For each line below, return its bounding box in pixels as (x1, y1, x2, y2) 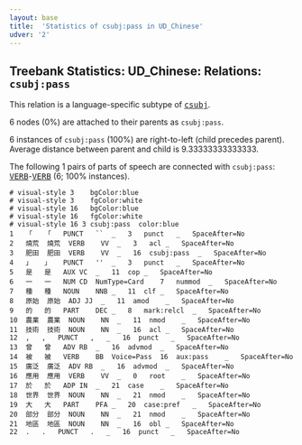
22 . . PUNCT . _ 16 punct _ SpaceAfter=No (9, 428, 241, 437)
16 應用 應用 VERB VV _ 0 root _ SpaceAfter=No (9, 372, 251, 381)
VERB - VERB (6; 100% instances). (9, 171, 131, 181)
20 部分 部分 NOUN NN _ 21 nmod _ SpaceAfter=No (9, 410, 251, 420)
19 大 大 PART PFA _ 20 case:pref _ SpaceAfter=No (9, 401, 261, 410)
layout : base (9, 13, 59, 23)
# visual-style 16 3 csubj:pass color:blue (9, 220, 179, 229)
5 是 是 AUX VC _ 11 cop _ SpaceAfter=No (9, 268, 214, 277)
